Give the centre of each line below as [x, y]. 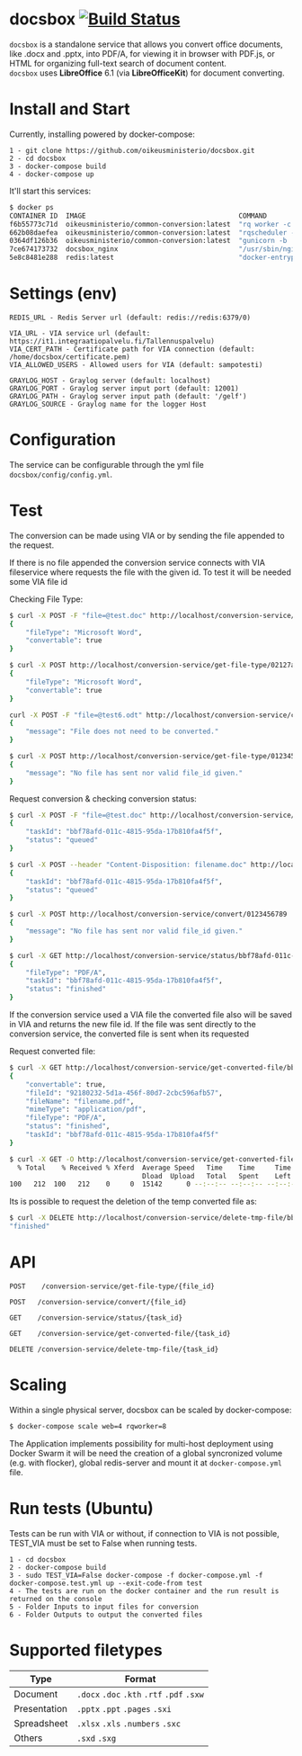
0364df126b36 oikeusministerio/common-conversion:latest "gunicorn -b [148, 241]
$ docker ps [31, 207]
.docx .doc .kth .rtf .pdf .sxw [140, 1694]
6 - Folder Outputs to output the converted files [106, 1615]
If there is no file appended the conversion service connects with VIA [137, 562]
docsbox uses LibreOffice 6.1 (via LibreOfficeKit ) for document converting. [147, 73]
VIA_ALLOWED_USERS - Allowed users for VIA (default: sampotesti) [136, 364]
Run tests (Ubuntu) [82, 1509]
